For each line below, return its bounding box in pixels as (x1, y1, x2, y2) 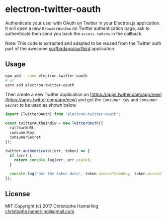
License (5, 190, 30, 198)
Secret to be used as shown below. (5, 102, 77, 108)
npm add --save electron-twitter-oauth (5, 73, 88, 78)
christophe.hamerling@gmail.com (5, 208, 75, 214)
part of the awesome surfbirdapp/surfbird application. (5, 45, 116, 51)
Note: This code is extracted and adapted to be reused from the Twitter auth (5, 40, 162, 46)
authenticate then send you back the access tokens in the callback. (5, 30, 143, 36)
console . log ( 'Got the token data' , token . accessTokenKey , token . (9, 171, 148, 177)
